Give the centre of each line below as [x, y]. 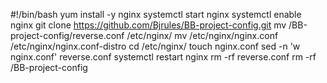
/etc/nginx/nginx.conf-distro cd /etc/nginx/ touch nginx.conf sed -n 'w [155, 46]
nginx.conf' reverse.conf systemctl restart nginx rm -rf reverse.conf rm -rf [163, 57]
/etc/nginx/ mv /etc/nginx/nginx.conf [202, 35]
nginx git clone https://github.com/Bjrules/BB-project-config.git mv [148, 25]
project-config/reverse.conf [67, 35]
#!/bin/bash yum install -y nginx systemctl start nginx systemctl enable [156, 14]
